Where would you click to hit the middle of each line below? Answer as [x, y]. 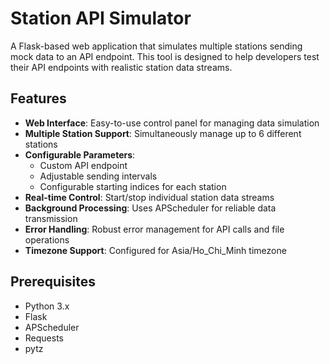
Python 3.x [47, 306]
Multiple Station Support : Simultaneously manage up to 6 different [163, 133]
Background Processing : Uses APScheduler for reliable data [150, 208]
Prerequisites [53, 282]
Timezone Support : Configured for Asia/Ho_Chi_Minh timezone [155, 250]
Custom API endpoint [83, 165]
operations [47, 239]
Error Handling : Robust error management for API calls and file [154, 229]
